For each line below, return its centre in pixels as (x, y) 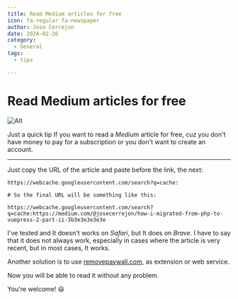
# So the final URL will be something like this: (82, 195)
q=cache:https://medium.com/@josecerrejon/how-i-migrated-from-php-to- (115, 213)
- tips (23, 60)
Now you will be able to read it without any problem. (83, 275)
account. (20, 149)
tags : (15, 54)
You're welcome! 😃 (36, 289)
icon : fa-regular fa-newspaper (53, 20)
